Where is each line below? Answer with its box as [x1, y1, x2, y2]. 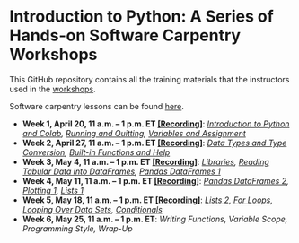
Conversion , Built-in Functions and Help [22, 146, 171, 158]
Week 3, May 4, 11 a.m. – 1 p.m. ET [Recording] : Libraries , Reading [22, 156, 269, 167]
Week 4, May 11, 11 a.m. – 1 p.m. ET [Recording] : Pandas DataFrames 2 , [22, 175, 289, 186]
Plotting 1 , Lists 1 [22, 185, 84, 195]
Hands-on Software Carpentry [9, 25, 241, 46]
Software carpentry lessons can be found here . [9, 100, 184, 111]
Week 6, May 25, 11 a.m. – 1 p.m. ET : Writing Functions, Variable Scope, [22, 213, 288, 224]
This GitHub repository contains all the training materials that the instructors [9, 74, 290, 84]
